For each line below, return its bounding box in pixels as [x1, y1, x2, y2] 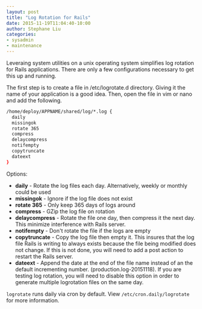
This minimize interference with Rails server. [15, 221, 126, 228]
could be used [15, 188, 52, 196]
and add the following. [6, 96, 62, 104]
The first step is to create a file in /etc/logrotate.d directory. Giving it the [6, 84, 186, 91]
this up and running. [6, 72, 56, 79]
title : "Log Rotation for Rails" [6, 15, 91, 21]
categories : [6, 32, 36, 38]
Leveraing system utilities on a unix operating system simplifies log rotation [6, 59, 194, 67]
